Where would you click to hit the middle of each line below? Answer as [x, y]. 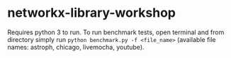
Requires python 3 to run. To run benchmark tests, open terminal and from [116, 32]
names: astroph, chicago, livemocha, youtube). [76, 47]
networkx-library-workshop [91, 13]
